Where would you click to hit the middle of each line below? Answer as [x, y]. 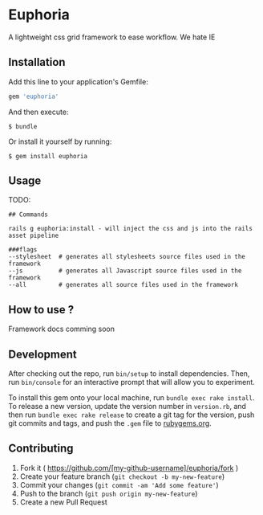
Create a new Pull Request [64, 502]
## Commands [28, 215]
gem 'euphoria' [34, 96]
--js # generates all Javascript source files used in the [125, 271]
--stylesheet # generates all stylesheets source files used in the [127, 257]
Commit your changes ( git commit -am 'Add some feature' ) [119, 484]
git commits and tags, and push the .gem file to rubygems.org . [110, 423]
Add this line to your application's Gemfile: [78, 81]
